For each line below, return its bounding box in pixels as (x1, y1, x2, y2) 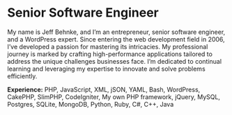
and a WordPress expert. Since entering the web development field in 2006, (7, 35, 225, 43)
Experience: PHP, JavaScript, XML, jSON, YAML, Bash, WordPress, (7, 85, 201, 94)
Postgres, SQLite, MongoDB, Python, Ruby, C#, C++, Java (7, 100, 174, 108)
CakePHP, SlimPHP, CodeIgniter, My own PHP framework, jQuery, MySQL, (7, 92, 221, 101)
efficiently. (7, 71, 38, 80)
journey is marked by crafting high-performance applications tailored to (7, 50, 212, 58)
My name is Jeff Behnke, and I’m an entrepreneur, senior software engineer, (7, 28, 226, 36)
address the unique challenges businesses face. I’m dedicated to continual (7, 57, 222, 65)
